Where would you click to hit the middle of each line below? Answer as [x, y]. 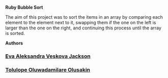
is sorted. [15, 33]
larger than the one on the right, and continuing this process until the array [83, 28]
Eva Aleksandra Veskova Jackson [48, 56]
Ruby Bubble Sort [24, 7]
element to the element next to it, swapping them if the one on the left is [81, 23]
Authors [14, 43]
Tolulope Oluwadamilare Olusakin [48, 69]
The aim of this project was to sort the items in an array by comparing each [84, 17]
